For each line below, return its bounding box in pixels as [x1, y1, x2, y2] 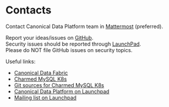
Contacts [5, 4, 52, 17]
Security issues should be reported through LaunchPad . [5, 40, 141, 47]
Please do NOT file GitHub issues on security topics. [5, 46, 133, 53]
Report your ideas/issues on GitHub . [5, 34, 94, 41]
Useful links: [5, 58, 36, 65]
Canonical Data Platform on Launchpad [14, 88, 110, 95]
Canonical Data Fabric [14, 69, 68, 76]
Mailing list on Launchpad [14, 94, 77, 101]
